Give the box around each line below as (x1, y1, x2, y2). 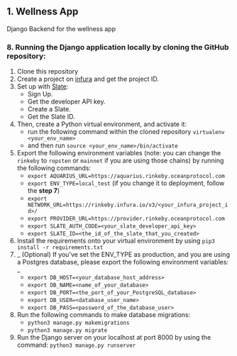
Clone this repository (16, 67, 79, 76)
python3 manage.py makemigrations (27, 319, 130, 327)
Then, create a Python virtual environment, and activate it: (16, 120, 187, 128)
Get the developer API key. (27, 97, 106, 106)
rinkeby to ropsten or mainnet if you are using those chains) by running (16, 156, 224, 165)
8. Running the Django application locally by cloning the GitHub (6, 42, 229, 52)
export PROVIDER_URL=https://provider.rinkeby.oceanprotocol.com (27, 216, 225, 223)
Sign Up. (27, 90, 53, 99)
